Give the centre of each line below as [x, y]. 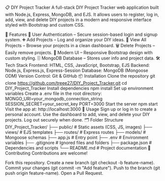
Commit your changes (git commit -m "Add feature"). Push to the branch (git [82, 168]
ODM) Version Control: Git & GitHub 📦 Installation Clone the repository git [80, 76]
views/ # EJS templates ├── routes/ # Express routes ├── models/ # [76, 132]
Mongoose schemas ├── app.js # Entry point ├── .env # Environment [77, 137]
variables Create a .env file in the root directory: [53, 93]
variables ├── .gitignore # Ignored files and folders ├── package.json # [79, 143]
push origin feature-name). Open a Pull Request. [54, 173]
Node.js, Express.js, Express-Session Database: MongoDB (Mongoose [77, 70]
